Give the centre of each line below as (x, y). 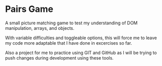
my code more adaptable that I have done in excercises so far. (69, 43)
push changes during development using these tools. (59, 58)
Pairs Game (29, 9)
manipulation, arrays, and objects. (40, 28)
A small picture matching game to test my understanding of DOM (71, 23)
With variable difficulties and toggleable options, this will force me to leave (81, 38)
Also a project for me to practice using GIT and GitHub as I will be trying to (81, 53)
